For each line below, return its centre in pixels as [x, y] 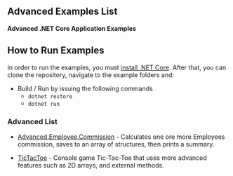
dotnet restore [50, 96]
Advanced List [33, 121]
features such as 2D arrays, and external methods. [91, 165]
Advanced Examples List [62, 12]
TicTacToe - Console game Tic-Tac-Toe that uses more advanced [112, 158]
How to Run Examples [56, 51]
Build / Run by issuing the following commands [85, 88]
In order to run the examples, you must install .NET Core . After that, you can [117, 67]
